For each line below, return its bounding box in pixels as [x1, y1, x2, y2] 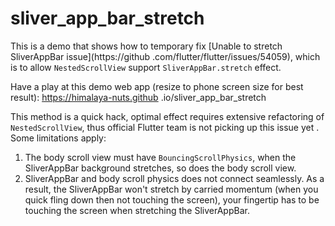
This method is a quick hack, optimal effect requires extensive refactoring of [10, 110, 325, 122]
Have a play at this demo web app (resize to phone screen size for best [10, 80, 304, 92]
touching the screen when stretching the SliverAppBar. [24, 204, 250, 216]
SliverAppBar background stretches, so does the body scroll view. [24, 162, 297, 174]
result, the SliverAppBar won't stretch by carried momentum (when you [24, 183, 319, 195]
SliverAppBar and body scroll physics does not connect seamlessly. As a [24, 172, 325, 184]
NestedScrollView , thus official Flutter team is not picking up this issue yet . [10, 121, 320, 133]
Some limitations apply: [10, 132, 107, 144]
